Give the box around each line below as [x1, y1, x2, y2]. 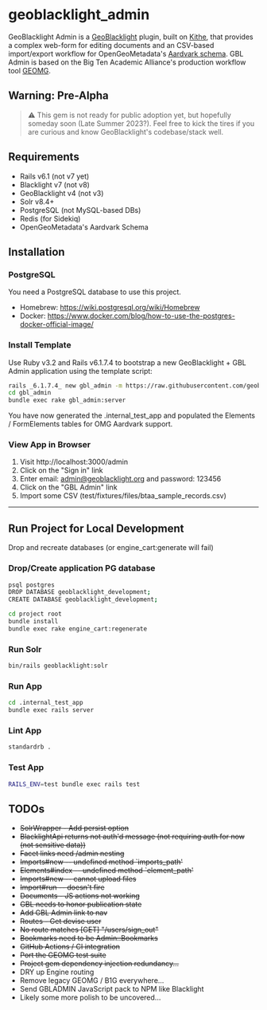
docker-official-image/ [19, 320, 94, 329]
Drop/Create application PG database [8, 563, 156, 574]
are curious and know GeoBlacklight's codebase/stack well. [27, 127, 224, 136]
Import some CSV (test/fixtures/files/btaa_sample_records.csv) [19, 491, 226, 501]
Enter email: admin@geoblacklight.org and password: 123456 [19, 474, 222, 484]
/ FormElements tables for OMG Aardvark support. [8, 419, 173, 429]
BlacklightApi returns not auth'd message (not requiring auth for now [19, 831, 245, 842]
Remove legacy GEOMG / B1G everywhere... [19, 976, 164, 985]
